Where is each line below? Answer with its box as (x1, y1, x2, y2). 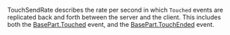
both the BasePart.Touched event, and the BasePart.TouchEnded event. (7, 21, 215, 28)
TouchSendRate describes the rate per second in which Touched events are (7, 6, 224, 14)
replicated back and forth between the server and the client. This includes (7, 13, 222, 21)
